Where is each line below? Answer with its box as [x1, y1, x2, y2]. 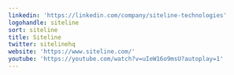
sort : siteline [8, 26, 58, 34]
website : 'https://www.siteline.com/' [8, 48, 136, 55]
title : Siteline [8, 33, 61, 41]
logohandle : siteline [8, 19, 80, 27]
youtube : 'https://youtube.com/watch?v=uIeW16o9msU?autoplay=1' [8, 55, 224, 63]
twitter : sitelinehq [8, 41, 76, 48]
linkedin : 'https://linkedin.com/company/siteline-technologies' [8, 11, 227, 20]
